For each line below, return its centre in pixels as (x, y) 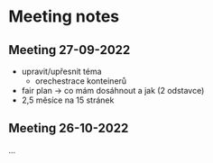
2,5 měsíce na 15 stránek (68, 100)
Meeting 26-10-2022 (69, 128)
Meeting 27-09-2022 (69, 50)
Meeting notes (64, 17)
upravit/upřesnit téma (61, 71)
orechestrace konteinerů (81, 81)
